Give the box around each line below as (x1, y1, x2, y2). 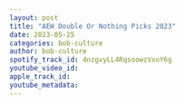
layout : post (9, 13, 59, 23)
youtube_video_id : (9, 64, 79, 73)
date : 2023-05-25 (9, 30, 75, 39)
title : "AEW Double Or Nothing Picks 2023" (9, 22, 177, 31)
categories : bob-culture (9, 38, 103, 48)
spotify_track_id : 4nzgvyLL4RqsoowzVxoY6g (9, 55, 172, 64)
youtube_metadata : (9, 80, 79, 90)
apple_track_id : (9, 72, 71, 81)
